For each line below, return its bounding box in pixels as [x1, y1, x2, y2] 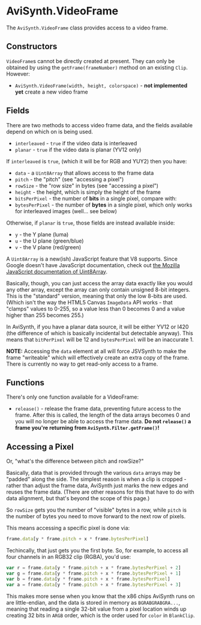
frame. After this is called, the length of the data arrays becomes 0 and [14, 411, 190, 418]
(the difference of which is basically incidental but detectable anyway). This [6, 329, 193, 337]
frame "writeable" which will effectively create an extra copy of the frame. [6, 354, 190, 361]
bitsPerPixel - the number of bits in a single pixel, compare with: [14, 195, 177, 202]
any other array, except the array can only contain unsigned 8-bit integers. [6, 286, 191, 293]
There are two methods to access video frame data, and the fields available [6, 121, 193, 128]
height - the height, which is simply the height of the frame [14, 188, 161, 196]
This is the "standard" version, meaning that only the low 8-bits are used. [6, 292, 187, 300]
